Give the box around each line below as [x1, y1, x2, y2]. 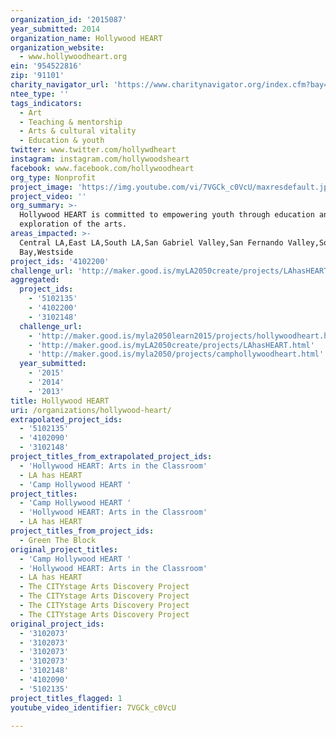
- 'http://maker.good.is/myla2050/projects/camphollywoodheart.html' [28, 349, 325, 360]
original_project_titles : [10, 544, 118, 555]
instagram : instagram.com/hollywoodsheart [10, 154, 190, 164]
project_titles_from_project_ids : [10, 526, 155, 536]
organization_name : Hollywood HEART [10, 33, 163, 43]
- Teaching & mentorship [19, 117, 123, 127]
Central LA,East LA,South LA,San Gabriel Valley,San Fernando [19, 237, 284, 248]
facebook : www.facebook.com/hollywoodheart [10, 163, 195, 173]
